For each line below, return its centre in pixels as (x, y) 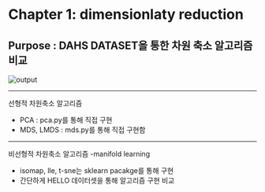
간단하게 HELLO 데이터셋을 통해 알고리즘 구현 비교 (97, 180)
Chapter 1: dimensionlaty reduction (126, 15)
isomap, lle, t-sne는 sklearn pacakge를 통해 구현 (97, 170)
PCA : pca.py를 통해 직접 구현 (66, 120)
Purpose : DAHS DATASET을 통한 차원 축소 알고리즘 (131, 45)
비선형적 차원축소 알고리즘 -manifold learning (79, 154)
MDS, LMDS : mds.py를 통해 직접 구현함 (82, 130)
